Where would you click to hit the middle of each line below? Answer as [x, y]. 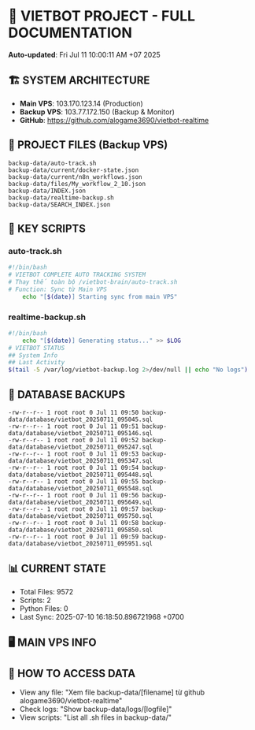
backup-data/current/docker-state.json [74, 170]
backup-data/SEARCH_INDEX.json [59, 204]
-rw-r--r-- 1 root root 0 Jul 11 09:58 [74, 523]
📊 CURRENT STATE [57, 569]
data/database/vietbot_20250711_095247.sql [81, 447]
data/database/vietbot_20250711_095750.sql [81, 516]
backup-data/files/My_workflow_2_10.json [77, 184]
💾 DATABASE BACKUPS [67, 395]
